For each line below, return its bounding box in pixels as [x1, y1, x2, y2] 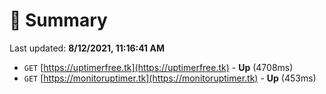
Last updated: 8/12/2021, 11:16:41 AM [9, 42, 165, 54]
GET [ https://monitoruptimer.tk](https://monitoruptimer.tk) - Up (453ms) [23, 72, 317, 84]
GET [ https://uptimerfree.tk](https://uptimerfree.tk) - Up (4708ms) [23, 61, 294, 73]
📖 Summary [9, 9, 108, 32]
